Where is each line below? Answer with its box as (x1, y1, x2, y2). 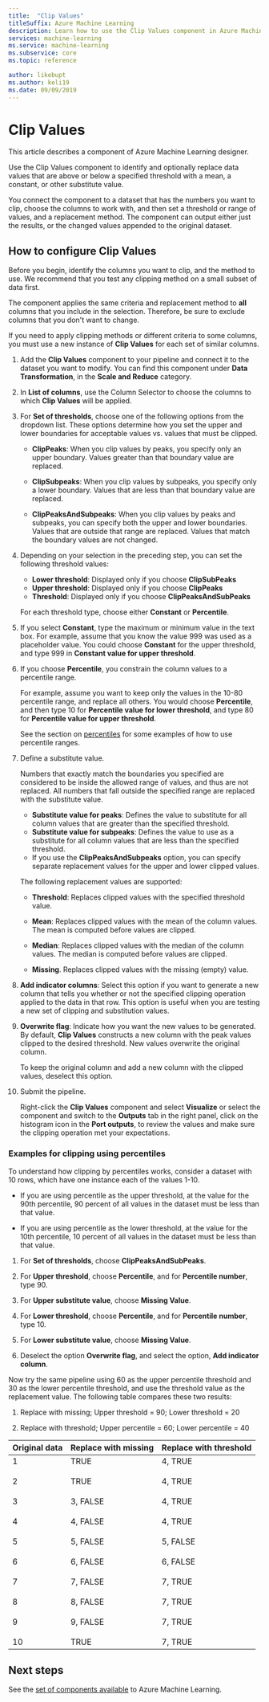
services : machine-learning (8, 34, 102, 43)
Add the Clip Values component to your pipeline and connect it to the (19, 355, 250, 365)
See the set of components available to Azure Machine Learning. (8, 1684, 223, 1695)
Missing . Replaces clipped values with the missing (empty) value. (31, 965, 249, 974)
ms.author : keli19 (8, 78, 70, 87)
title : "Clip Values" (8, 11, 84, 20)
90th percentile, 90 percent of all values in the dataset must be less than (19, 1198, 260, 1209)
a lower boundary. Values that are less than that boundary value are (31, 485, 255, 495)
